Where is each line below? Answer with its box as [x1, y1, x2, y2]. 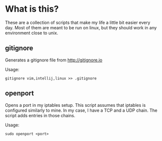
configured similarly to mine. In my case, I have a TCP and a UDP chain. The [5, 107, 158, 113]
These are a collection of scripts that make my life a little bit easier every [5, 20, 151, 25]
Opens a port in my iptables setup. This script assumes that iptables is [5, 102, 146, 108]
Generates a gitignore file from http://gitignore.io [5, 57, 103, 63]
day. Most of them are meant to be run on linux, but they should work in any [5, 24, 157, 30]
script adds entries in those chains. [5, 112, 75, 118]
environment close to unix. [5, 30, 58, 36]
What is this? [5, 3, 59, 15]
